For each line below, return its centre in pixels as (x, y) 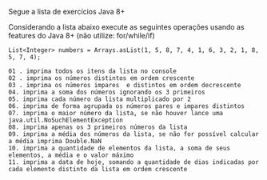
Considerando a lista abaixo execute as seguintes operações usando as (127, 27)
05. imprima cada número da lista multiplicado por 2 (100, 99)
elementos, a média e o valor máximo (71, 155)
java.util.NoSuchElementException (66, 120)
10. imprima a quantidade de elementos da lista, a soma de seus (119, 148)
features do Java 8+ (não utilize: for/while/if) (82, 36)
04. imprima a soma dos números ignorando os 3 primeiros (107, 92)
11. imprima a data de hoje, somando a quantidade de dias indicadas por (134, 162)
